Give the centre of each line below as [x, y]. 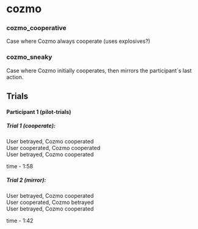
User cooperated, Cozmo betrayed [50, 202]
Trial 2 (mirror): [26, 180]
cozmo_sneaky [29, 57]
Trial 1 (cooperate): [31, 126]
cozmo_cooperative [36, 28]
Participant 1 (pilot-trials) [39, 111]
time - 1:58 [20, 166]
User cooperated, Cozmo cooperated [53, 148]
